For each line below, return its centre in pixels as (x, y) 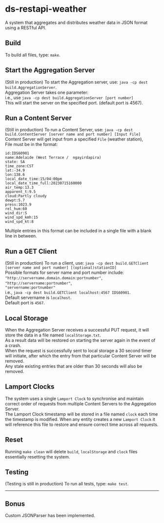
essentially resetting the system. (38, 457)
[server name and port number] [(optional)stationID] (61, 268)
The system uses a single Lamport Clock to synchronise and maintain (74, 398)
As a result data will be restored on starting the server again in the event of (80, 340)
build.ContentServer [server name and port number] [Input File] (73, 135)
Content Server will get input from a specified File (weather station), (74, 139)
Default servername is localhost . (38, 298)
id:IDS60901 (17, 153)
